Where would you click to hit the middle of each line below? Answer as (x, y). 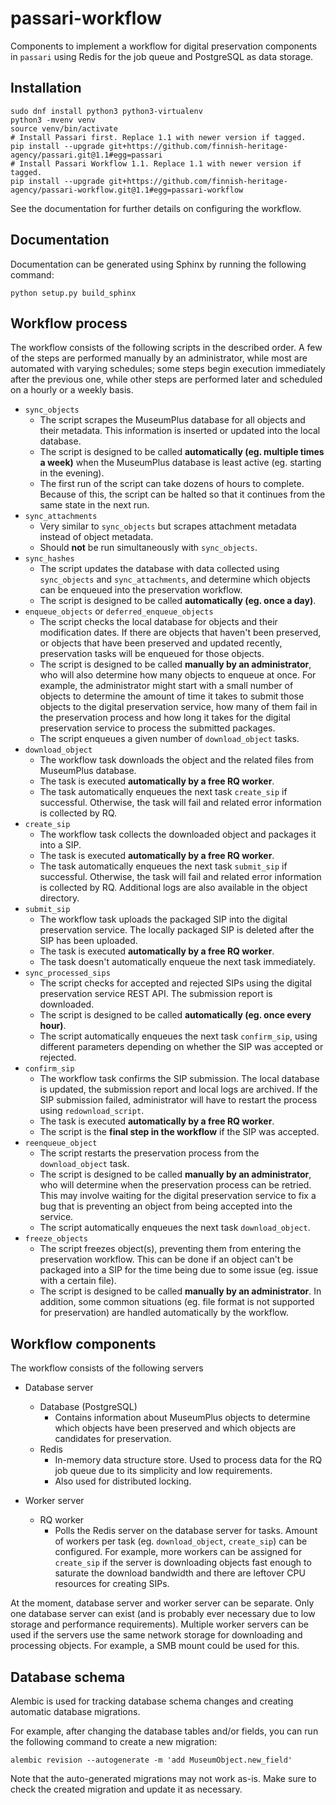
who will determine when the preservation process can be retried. (175, 1185)
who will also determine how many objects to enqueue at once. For (178, 675)
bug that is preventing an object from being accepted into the (166, 1206)
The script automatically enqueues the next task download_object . (175, 1228)
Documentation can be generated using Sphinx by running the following (158, 264)
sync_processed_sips (67, 973)
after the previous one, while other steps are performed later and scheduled (166, 379)
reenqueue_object (61, 1143)
